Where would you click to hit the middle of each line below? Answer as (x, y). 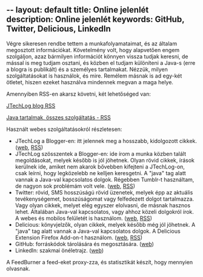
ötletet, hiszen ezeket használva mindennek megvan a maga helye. (90, 82)
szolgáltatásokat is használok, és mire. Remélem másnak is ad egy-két (94, 76)
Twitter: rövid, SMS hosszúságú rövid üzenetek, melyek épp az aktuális (104, 192)
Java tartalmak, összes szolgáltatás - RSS (58, 117)
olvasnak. (18, 269)
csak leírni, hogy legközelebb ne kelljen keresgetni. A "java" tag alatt (100, 173)
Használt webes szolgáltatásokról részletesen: (64, 129)
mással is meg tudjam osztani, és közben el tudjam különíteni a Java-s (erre (101, 62)
